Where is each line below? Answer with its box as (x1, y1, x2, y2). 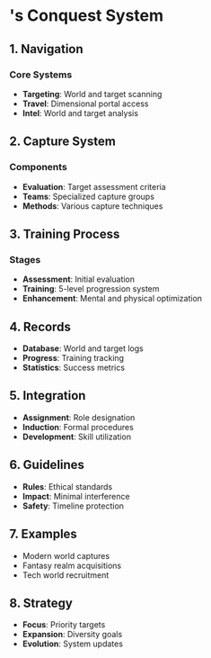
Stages (9, 253, 41, 266)
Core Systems (9, 68, 73, 81)
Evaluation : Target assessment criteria (22, 181, 166, 192)
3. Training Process (9, 226, 120, 241)
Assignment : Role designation (22, 411, 136, 423)
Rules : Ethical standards (22, 481, 113, 491)
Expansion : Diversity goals (22, 629, 123, 640)
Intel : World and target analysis (22, 107, 139, 118)
